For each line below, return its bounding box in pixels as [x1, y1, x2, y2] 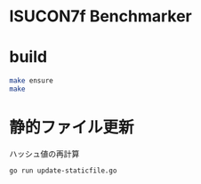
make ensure [9, 76, 53, 85]
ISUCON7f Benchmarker [9, 6, 193, 27]
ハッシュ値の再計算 [9, 148, 80, 159]
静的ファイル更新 [9, 117, 135, 138]
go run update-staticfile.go [9, 166, 117, 175]
